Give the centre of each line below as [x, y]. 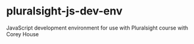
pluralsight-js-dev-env [64, 11]
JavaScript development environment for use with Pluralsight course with [97, 28]
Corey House [23, 34]
